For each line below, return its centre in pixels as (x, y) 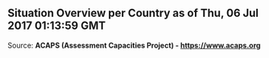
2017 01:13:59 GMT (57, 26)
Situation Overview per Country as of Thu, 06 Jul (133, 13)
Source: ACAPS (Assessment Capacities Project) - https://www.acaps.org (134, 45)
